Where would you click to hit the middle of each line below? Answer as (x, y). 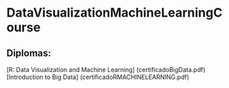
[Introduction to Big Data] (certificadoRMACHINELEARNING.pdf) (98, 77)
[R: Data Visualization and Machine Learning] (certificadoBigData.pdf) (106, 70)
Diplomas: (29, 53)
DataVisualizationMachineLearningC (114, 13)
